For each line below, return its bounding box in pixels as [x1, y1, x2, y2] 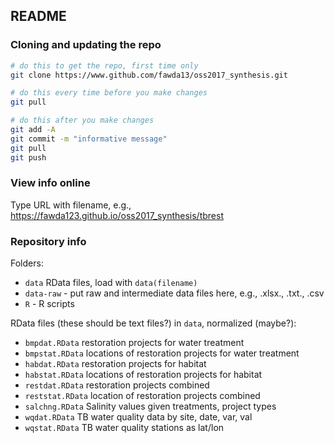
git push [10, 152, 47, 163]
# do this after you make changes [10, 115, 155, 126]
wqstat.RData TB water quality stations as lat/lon [24, 422, 225, 434]
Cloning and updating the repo [10, 38, 162, 52]
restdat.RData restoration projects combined [24, 379, 210, 391]
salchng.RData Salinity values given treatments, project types [24, 400, 277, 413]
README [10, 8, 67, 25]
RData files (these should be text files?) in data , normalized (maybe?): [10, 317, 297, 329]
